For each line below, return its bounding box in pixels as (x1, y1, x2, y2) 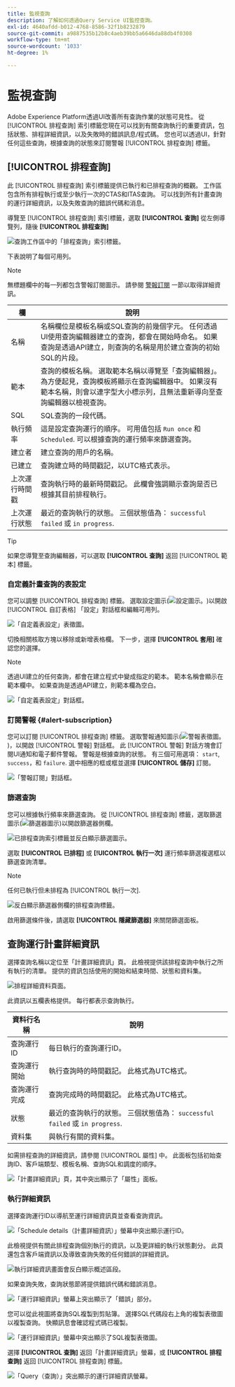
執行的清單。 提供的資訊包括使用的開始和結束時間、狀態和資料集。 (13, 966, 205, 975)
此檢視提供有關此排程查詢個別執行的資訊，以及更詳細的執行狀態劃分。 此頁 (7, 1241, 224, 1250)
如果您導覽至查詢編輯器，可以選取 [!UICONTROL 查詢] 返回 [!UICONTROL (7, 551, 220, 559)
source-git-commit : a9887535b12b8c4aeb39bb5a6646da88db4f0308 (7, 29, 192, 37)
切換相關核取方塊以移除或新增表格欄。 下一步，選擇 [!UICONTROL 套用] (7, 635, 215, 643)
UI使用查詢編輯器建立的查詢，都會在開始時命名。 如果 (41, 332, 218, 341)
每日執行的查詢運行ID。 (48, 1044, 126, 1053)
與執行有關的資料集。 (48, 1132, 119, 1142)
